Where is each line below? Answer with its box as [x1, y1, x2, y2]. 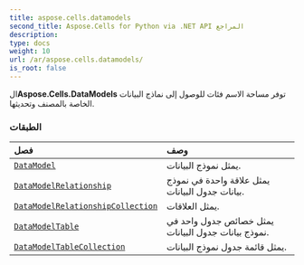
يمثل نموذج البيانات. [166, 159, 242, 172]
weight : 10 [9, 47, 51, 56]
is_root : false [9, 64, 67, 73]
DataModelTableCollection [14, 241, 126, 252]
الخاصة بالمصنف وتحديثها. [9, 98, 95, 109]
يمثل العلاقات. [166, 200, 220, 213]
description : [9, 30, 59, 39]
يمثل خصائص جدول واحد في [166, 214, 274, 227]
